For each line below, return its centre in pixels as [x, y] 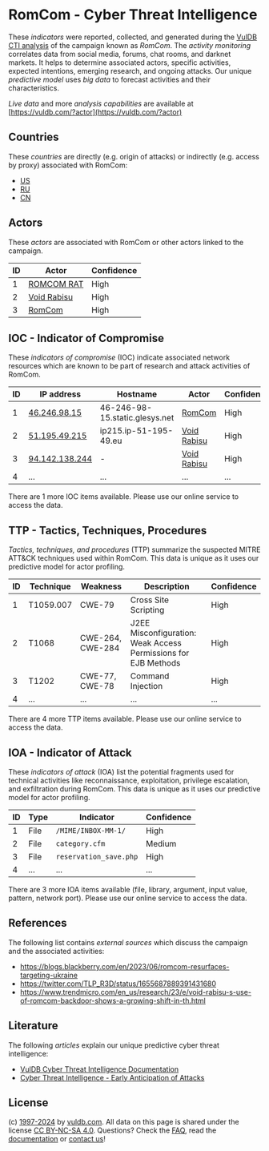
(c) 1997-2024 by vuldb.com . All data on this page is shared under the [124, 1122]
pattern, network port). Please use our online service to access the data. [128, 898]
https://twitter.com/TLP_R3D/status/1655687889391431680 [118, 984]
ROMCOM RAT [56, 284]
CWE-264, [101, 638]
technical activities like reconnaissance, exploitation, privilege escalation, [129, 780]
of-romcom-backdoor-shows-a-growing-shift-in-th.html [112, 1000]
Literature [33, 1026]
